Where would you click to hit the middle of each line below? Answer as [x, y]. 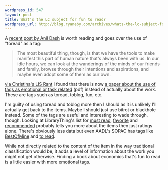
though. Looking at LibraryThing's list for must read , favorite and [72, 120]
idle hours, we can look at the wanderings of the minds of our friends [88, 64]
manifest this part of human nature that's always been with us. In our [88, 59]
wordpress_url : [21, 24]
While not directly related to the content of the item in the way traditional [80, 146]
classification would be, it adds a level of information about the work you [80, 151]
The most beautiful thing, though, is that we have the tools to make [86, 53]
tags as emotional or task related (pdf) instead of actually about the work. [81, 90]
